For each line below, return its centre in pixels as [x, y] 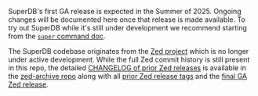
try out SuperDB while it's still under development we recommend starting [127, 28]
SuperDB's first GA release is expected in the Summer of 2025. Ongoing [125, 11]
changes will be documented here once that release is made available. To [127, 20]
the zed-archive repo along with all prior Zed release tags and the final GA [128, 76]
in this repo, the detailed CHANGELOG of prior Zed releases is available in [127, 68]
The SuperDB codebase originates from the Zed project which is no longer [129, 51]
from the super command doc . [57, 36]
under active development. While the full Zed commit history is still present [129, 59]
